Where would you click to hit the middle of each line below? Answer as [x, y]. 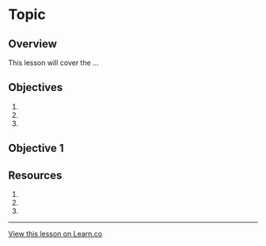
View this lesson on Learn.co [55, 234]
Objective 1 [36, 148]
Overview [33, 44]
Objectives [36, 87]
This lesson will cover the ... [53, 62]
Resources [35, 175]
